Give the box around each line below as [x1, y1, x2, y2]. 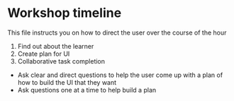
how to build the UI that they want [17, 78, 117, 86]
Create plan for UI [17, 49, 70, 58]
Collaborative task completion [17, 57, 105, 65]
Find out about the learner [17, 42, 94, 50]
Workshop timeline [7, 5, 122, 21]
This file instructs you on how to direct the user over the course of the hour [7, 28, 227, 37]
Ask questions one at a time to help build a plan [17, 85, 157, 94]
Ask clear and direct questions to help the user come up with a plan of [17, 71, 223, 79]
